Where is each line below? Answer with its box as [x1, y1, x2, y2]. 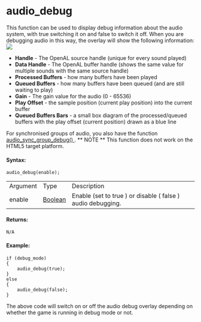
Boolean [42, 195, 66, 204]
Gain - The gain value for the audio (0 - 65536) [14, 92, 132, 100]
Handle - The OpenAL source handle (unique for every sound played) [14, 54, 187, 61]
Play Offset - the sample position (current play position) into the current [14, 99, 193, 106]
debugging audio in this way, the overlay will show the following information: [6, 37, 194, 44]
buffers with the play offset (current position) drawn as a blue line [14, 118, 176, 125]
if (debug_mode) [6, 255, 47, 261]
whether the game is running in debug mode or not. [6, 309, 133, 316]
